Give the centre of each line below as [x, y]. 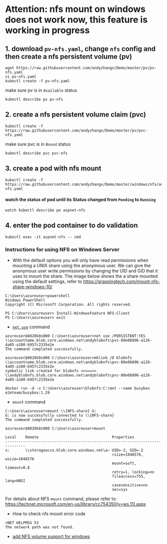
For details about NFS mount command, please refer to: [61, 499]
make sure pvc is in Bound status [38, 144]
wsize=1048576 [20, 459]
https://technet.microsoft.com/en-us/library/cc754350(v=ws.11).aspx [76, 504]
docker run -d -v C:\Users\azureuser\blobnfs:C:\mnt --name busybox [78, 388]
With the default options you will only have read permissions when [80, 260]
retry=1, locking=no [133, 472]
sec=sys [120, 489]
